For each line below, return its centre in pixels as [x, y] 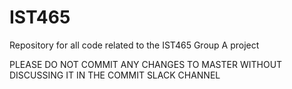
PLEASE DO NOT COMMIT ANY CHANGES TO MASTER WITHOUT [146, 64]
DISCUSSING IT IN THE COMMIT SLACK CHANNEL [115, 75]
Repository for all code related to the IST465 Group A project [134, 45]
